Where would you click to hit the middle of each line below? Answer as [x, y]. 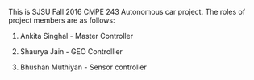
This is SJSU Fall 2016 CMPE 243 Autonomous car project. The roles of [127, 12]
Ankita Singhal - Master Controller [77, 36]
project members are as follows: [62, 20]
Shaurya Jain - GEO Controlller [71, 51]
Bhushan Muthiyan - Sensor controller [83, 67]
